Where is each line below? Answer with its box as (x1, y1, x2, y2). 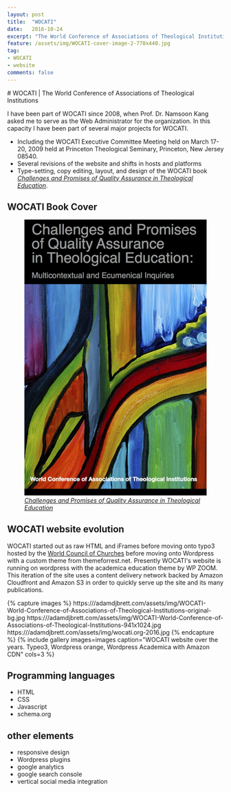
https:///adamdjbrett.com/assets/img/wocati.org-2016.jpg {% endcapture (7, 628, 214, 636)
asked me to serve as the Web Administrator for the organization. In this (7, 117, 211, 125)
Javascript (16, 703, 47, 711)
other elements (7, 729, 74, 742)
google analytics (16, 763, 65, 771)
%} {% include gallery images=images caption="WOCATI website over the (7, 635, 219, 643)
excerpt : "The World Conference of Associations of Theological (7, 33, 195, 40)
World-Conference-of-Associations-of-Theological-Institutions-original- (7, 606, 212, 615)
